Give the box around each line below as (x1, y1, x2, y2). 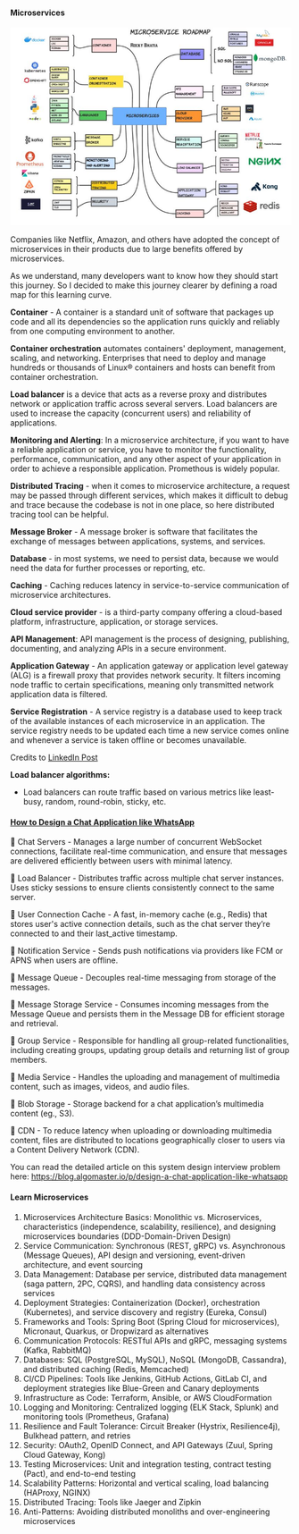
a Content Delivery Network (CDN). (10, 1144, 140, 1155)
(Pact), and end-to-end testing (22, 1468, 137, 1479)
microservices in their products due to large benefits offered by (10, 244, 244, 255)
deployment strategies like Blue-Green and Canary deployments (22, 1382, 260, 1394)
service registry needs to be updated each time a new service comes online (10, 725, 289, 737)
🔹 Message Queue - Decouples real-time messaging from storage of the (10, 973, 277, 983)
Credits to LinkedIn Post (10, 752, 98, 763)
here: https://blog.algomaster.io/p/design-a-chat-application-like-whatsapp (10, 1171, 288, 1182)
